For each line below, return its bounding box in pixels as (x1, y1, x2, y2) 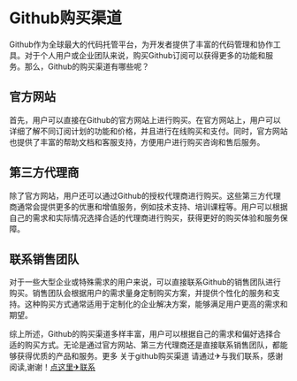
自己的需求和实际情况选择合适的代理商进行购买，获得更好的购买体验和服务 (9, 212, 280, 223)
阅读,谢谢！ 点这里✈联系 (9, 362, 95, 372)
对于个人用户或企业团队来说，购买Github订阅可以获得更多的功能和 (24, 50, 266, 60)
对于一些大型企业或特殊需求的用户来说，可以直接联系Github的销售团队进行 (9, 277, 281, 287)
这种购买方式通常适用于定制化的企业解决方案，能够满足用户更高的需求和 (24, 299, 288, 309)
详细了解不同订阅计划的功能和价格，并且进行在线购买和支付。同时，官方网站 (9, 126, 288, 136)
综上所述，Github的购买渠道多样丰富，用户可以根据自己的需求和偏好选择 (9, 329, 274, 339)
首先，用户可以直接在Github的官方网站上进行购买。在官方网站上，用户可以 (9, 114, 281, 125)
